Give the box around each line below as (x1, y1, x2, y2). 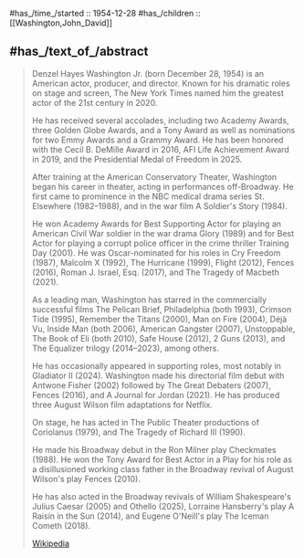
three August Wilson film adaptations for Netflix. (31, 399, 213, 410)
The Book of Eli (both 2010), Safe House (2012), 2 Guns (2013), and (31, 332, 286, 343)
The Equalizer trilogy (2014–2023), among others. (31, 342, 219, 353)
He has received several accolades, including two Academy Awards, (31, 114, 289, 126)
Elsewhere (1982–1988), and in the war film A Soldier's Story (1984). (31, 200, 288, 211)
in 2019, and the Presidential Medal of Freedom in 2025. (31, 153, 243, 164)
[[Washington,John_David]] (9, 17, 112, 28)
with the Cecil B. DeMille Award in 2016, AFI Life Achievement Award (31, 143, 289, 154)
